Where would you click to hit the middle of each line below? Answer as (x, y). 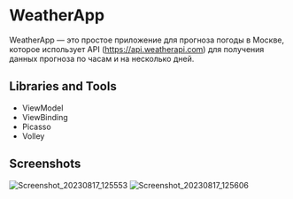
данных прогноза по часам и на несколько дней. (102, 58)
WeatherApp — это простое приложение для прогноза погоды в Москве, (147, 40)
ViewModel (42, 108)
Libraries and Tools (63, 86)
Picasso (36, 126)
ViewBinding (45, 117)
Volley (33, 136)
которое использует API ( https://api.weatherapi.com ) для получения (137, 49)
